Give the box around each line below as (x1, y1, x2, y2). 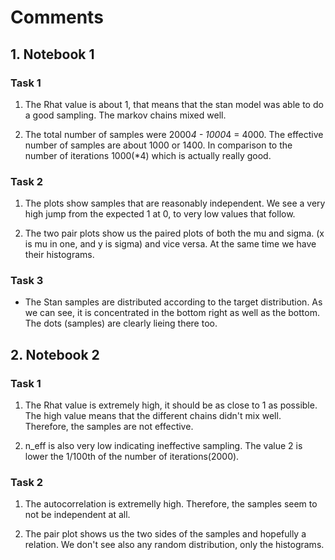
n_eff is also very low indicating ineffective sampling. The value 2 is (24, 440, 303, 452)
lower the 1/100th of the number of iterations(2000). (24, 451, 240, 463)
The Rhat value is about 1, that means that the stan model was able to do (24, 98, 324, 110)
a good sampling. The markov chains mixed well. (24, 109, 227, 121)
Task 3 (10, 274, 44, 288)
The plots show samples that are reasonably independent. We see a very (24, 197, 326, 210)
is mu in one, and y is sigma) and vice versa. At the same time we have (24, 238, 317, 250)
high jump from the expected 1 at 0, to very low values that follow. (24, 208, 296, 220)
